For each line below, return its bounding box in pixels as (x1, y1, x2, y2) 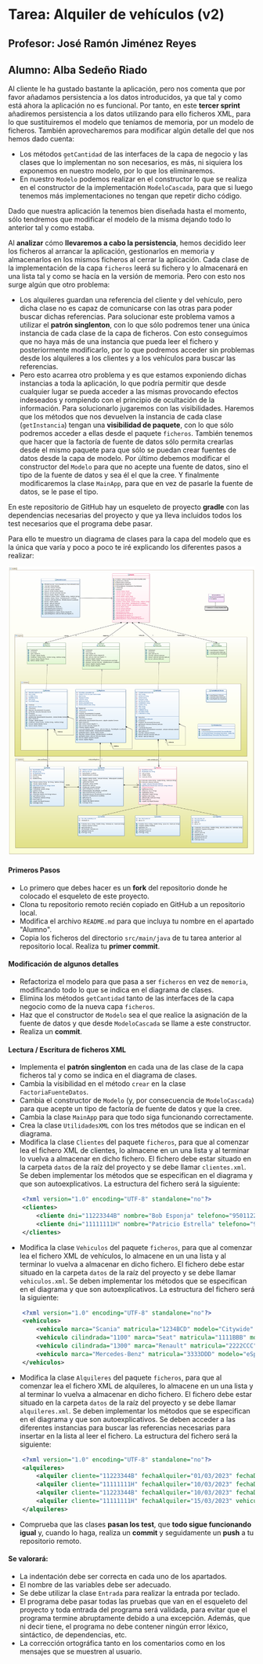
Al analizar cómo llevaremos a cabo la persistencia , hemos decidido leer (8, 238, 247, 248)
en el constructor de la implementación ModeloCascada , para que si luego (19, 183, 253, 192)
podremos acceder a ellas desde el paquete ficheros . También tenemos (19, 429, 253, 438)
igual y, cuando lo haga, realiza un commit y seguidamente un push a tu (19, 1527, 254, 1537)
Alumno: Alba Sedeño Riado (8, 63, 148, 76)
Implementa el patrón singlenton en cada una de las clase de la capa (19, 1062, 244, 1072)
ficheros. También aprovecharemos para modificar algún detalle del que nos (8, 126, 254, 135)
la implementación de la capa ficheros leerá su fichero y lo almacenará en (8, 263, 248, 272)
